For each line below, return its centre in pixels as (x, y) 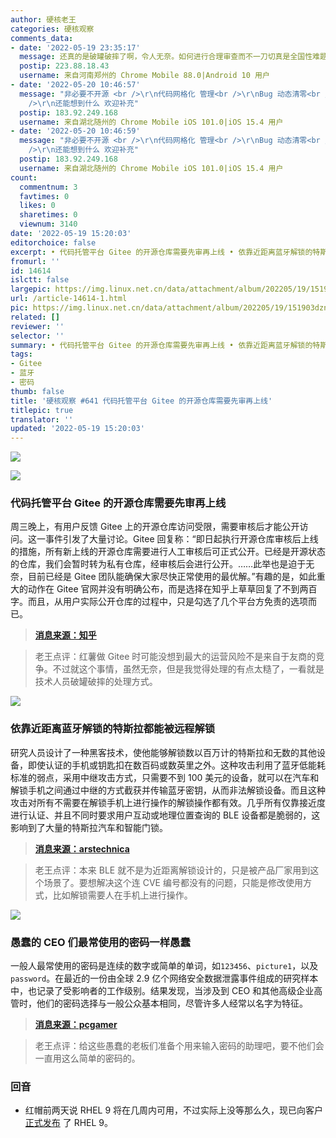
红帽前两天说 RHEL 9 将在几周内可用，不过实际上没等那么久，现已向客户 (174, 1110)
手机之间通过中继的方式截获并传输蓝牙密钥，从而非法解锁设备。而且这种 (176, 790)
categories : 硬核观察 (52, 29)
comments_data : (42, 38)
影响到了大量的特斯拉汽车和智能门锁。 (89, 827)
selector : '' (37, 336)
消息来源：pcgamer (76, 1025)
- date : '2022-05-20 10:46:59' (75, 131)
